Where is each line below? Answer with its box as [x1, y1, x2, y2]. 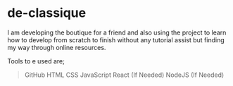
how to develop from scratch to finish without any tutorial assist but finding [7, 35, 225, 44]
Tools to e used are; [7, 56, 65, 65]
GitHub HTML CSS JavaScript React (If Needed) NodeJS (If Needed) [24, 70, 225, 79]
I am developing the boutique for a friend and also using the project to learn [7, 28, 227, 37]
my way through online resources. [7, 43, 106, 51]
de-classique [7, 5, 87, 21]
